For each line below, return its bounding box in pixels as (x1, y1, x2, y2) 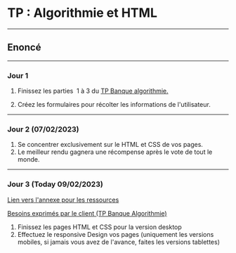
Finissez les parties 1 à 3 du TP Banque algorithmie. (17, 86, 169, 96)
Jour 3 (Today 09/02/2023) (7, 179, 103, 189)
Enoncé (7, 41, 41, 53)
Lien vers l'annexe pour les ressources (7, 195, 119, 204)
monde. (17, 155, 40, 164)
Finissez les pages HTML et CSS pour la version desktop (17, 223, 183, 231)
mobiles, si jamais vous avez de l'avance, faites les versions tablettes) (17, 238, 220, 246)
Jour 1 (7, 70, 29, 80)
